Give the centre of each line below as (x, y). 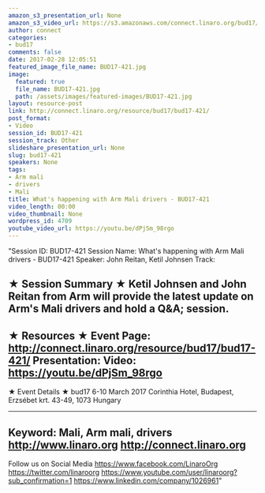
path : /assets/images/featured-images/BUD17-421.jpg (104, 96)
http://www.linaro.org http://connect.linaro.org (127, 444)
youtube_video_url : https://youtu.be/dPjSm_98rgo (91, 229)
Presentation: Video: (84, 360)
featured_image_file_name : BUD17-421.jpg (77, 67)
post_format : (30, 119)
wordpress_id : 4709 (40, 221)
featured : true (40, 81)
